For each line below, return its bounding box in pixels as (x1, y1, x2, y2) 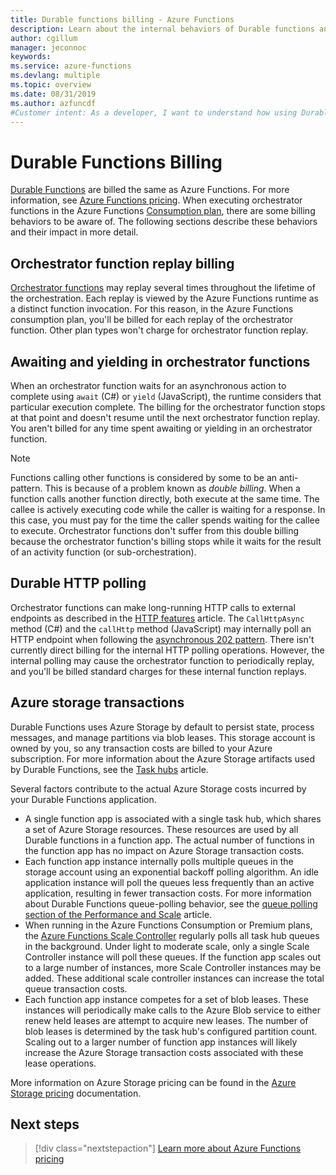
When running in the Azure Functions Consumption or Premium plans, (24, 919, 313, 931)
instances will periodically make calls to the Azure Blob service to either (24, 1004, 321, 1016)
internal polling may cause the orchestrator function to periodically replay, (10, 654, 315, 666)
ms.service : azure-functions (10, 61, 132, 71)
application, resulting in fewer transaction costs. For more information (24, 887, 312, 899)
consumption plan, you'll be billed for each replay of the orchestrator (10, 314, 294, 326)
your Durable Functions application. (10, 793, 157, 805)
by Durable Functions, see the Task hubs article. (10, 763, 209, 775)
